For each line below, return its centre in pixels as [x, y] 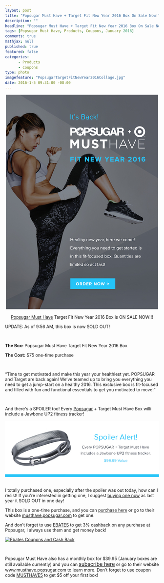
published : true [21, 47]
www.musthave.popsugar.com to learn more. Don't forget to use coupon [78, 570]
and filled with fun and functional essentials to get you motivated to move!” [80, 389]
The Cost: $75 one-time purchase [40, 355]
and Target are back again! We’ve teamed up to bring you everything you [79, 379]
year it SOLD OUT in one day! [35, 501]
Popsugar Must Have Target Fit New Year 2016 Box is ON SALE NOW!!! [82, 317]
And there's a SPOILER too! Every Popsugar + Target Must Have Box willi [78, 408]
